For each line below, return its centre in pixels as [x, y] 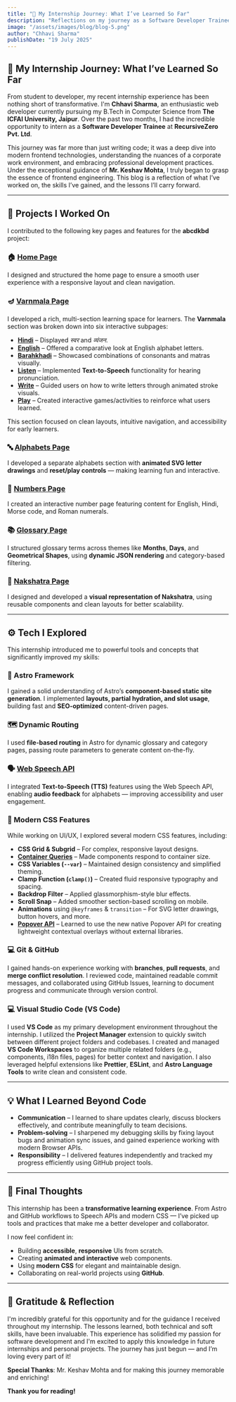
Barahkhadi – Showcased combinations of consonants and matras [114, 356]
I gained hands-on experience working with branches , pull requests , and [113, 968]
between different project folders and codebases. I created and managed [113, 1042]
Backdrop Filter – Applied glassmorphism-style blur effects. [104, 894]
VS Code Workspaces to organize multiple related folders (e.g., [99, 1050]
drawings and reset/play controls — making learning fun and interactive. [113, 470]
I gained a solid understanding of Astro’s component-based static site [110, 690]
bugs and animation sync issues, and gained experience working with [118, 1140]
